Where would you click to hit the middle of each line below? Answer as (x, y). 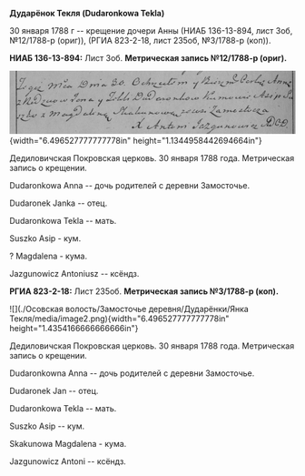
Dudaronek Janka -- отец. (59, 203)
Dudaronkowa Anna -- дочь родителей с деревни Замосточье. (130, 186)
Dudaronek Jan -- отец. (54, 391)
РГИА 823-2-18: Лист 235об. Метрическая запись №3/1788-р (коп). (144, 291)
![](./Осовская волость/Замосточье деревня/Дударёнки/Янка (129, 309)
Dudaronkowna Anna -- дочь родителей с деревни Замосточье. (132, 373)
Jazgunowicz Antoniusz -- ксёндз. (74, 274)
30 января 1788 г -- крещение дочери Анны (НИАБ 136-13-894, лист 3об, (151, 30)
